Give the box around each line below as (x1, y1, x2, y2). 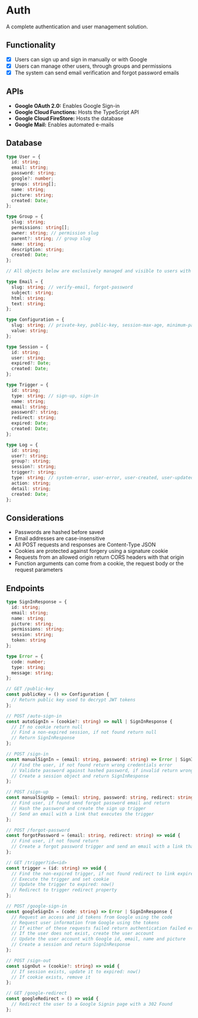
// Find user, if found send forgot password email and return (11, 800, 170, 806)
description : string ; (11, 246, 65, 252)
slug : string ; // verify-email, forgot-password (11, 284, 133, 290)
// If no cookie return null (11, 724, 83, 730)
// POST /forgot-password (6, 827, 70, 833)
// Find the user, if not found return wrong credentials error (11, 762, 173, 768)
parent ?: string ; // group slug (11, 235, 91, 242)
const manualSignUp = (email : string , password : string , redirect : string (6, 795, 194, 800)
